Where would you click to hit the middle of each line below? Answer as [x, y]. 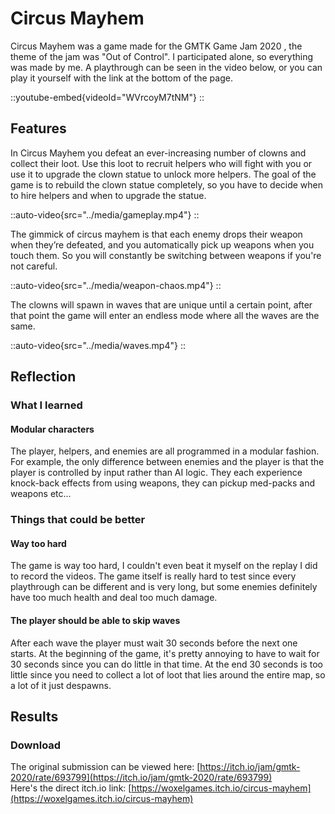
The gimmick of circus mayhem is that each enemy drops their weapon [156, 234]
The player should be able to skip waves [95, 620]
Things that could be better [78, 520]
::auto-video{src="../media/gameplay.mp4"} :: [105, 214]
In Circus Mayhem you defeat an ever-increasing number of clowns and [158, 153]
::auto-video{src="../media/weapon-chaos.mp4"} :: [116, 285]
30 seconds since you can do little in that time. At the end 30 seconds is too [166, 664]
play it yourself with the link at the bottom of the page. [121, 78]
